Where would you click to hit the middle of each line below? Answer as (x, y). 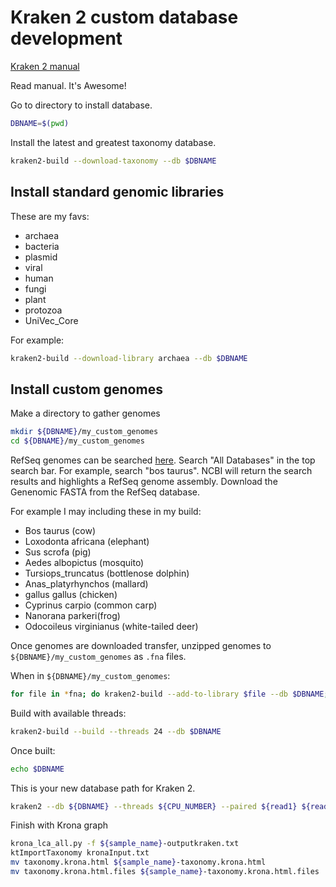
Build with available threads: (68, 713)
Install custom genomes (86, 389)
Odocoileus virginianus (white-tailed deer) (111, 626)
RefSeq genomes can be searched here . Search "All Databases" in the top (163, 460)
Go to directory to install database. (81, 105)
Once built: (33, 750)
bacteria (42, 246)
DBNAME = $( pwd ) (40, 123)
